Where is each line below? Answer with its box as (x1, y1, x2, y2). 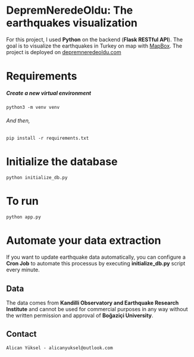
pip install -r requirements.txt (6, 135, 89, 142)
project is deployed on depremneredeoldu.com (6, 48, 121, 55)
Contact (6, 329, 37, 339)
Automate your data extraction (6, 234, 161, 248)
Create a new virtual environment (6, 89, 92, 96)
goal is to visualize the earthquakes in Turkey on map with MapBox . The (6, 42, 183, 49)
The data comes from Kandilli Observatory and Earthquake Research (6, 299, 179, 306)
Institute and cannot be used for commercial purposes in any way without (6, 305, 189, 312)
